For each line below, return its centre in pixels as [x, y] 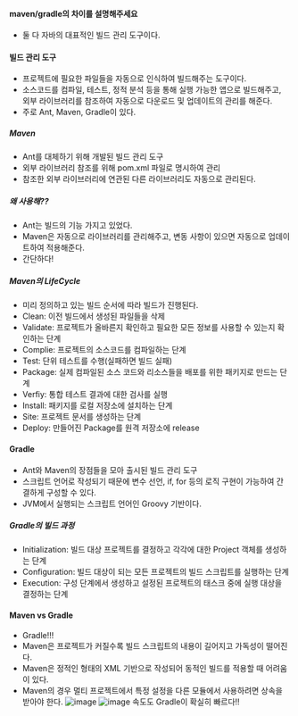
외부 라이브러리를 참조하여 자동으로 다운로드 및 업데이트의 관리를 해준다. [147, 101]
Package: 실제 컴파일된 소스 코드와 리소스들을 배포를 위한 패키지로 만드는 [150, 372]
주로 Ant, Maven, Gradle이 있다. [79, 112]
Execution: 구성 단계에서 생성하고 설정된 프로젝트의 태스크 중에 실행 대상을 [152, 583]
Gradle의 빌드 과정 [42, 526]
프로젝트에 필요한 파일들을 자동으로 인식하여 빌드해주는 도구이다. [134, 79]
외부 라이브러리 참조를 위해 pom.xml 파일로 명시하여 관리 [121, 168]
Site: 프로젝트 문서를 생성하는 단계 [81, 417]
